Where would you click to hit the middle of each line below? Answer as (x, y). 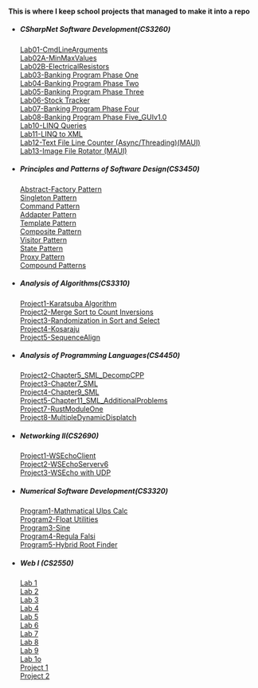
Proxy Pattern (42, 257)
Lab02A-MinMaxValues (58, 58)
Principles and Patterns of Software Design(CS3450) (110, 169)
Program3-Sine (45, 528)
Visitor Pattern (43, 239)
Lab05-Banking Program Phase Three (82, 91)
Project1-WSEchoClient (58, 456)
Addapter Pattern (48, 214)
